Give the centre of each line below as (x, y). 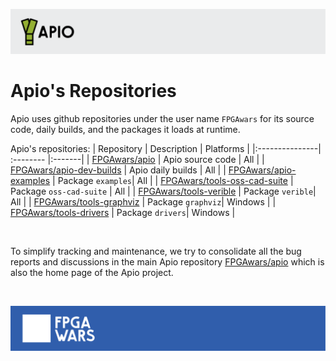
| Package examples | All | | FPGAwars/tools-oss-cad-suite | (173, 180)
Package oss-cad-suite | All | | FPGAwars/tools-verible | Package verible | (163, 191)
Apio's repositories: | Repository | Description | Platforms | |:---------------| (166, 148)
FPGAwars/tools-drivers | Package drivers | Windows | (123, 212)
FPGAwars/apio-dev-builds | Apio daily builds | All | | (118, 170)
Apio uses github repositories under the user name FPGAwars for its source (162, 118)
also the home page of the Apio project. (92, 272)
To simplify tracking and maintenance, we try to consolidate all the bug (156, 251)
